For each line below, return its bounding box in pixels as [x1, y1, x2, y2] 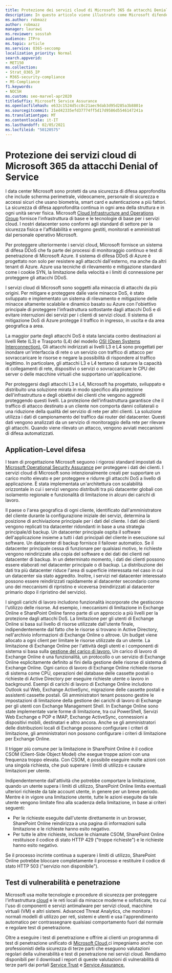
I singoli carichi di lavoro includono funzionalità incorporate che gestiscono [5, 599, 164, 605]
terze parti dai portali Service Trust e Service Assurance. [5, 962, 125, 968]
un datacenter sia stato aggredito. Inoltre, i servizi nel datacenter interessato [5, 573, 166, 579]
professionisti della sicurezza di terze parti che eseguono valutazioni [5, 945, 150, 952]
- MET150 [5, 60, 24, 65]
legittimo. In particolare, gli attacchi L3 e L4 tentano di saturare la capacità [5, 360, 162, 366]
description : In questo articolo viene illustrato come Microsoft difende [5, 12, 168, 17]
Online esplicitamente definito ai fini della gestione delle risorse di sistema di [5, 659, 167, 665]
